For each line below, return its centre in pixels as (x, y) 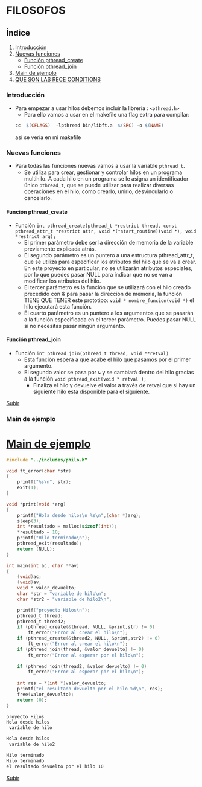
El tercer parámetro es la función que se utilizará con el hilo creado (107, 287)
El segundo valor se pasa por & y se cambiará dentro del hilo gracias (109, 372)
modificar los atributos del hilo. (62, 281)
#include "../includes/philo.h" (47, 460)
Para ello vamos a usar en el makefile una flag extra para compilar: (107, 115)
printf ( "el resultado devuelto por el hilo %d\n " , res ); (90, 689)
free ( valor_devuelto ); (46, 694)
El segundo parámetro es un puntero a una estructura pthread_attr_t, (109, 255)
